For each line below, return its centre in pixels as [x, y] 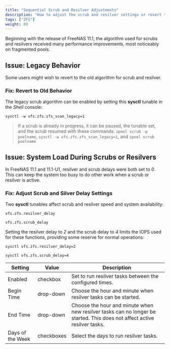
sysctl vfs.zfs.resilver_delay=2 [40, 247]
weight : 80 [17, 24]
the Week [19, 339]
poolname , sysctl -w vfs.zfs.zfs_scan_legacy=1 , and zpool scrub [86, 137]
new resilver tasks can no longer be [114, 312]
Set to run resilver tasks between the [115, 276]
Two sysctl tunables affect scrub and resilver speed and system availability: [84, 204]
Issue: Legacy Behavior [43, 65]
